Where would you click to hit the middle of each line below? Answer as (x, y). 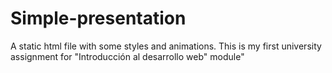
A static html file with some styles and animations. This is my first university (166, 46)
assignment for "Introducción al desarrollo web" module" (127, 56)
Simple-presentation (98, 18)
